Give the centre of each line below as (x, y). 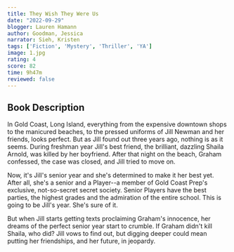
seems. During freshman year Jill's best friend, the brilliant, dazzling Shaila (116, 147)
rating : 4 (22, 60)
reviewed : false (31, 79)
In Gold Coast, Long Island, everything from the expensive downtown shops (117, 124)
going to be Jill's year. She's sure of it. (63, 205)
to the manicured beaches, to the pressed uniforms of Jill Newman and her (116, 132)
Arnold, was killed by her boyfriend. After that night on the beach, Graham (115, 154)
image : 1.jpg (26, 53)
